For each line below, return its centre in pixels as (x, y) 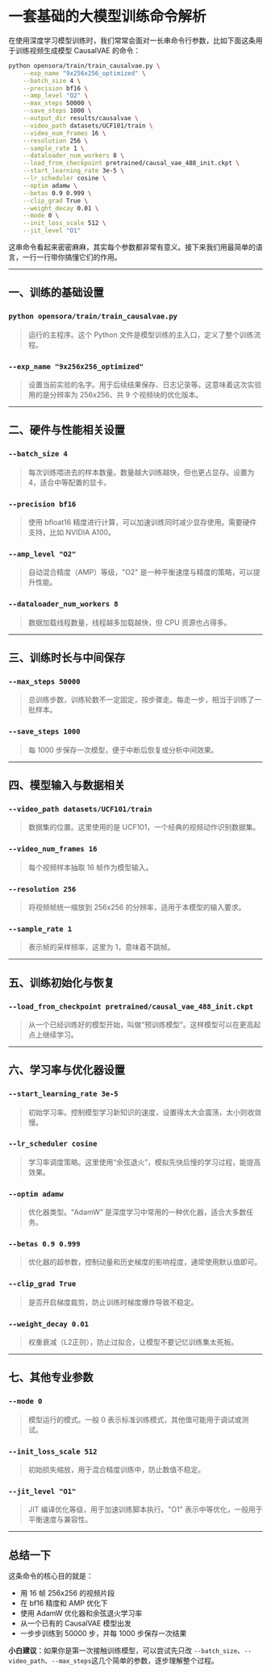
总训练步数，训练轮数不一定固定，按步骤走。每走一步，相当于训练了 (141, 700)
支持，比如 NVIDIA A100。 (71, 532)
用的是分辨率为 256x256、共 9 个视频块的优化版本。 (115, 395)
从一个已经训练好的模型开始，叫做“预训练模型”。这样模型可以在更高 (141, 1024)
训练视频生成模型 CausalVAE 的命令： (78, 50)
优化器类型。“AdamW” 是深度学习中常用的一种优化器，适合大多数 (137, 1212)
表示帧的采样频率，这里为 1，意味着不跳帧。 (101, 947)
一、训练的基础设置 (56, 292)
